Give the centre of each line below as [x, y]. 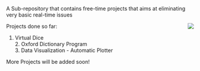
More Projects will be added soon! [48, 62]
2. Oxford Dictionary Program [51, 44]
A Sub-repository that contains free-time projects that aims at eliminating [96, 9]
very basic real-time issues [39, 15]
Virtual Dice [29, 38]
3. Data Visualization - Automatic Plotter [64, 50]
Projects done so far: [32, 26]
